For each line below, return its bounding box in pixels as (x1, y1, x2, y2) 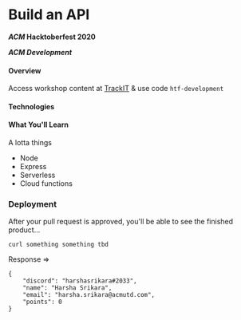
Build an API (8, 6, 90, 24)
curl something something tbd (8, 241, 109, 249)
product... (8, 225, 41, 235)
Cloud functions (19, 178, 73, 188)
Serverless (19, 170, 56, 180)
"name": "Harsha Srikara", (22, 284, 113, 292)
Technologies (8, 101, 55, 111)
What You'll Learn (8, 120, 69, 129)
